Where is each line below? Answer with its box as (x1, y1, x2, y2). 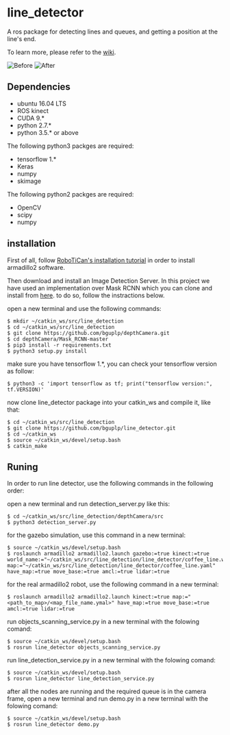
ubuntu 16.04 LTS (16, 99, 66, 108)
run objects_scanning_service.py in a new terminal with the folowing (7, 618, 200, 626)
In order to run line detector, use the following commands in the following (7, 479, 214, 488)
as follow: (7, 366, 34, 375)
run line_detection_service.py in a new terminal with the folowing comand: (7, 656, 216, 664)
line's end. (7, 34, 36, 42)
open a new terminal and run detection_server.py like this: (7, 500, 170, 508)
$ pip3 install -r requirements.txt (7, 341, 112, 349)
